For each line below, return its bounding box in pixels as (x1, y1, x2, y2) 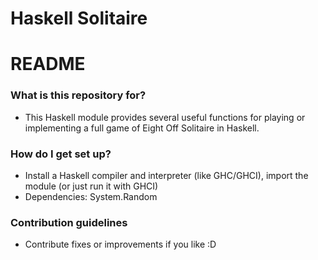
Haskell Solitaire (10, 7, 148, 30)
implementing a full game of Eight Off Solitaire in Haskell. (24, 122, 260, 134)
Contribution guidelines (10, 215, 128, 229)
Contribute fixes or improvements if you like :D (24, 238, 217, 251)
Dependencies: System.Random (24, 190, 158, 202)
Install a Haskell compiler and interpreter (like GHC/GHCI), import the (24, 169, 309, 181)
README (10, 53, 86, 76)
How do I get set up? (10, 147, 112, 161)
